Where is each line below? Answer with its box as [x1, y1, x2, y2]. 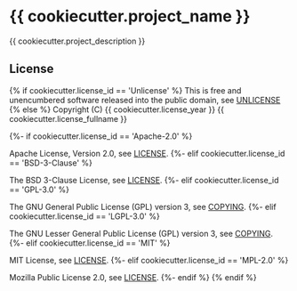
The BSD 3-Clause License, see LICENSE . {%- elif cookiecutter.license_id [9, 174, 279, 185]
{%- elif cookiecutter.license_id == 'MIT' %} [9, 238, 171, 248]
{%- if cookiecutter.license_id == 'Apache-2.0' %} [9, 131, 193, 141]
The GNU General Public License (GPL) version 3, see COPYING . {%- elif [9, 201, 277, 212]
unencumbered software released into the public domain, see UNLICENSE [9, 94, 281, 105]
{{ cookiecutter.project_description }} [9, 36, 146, 46]
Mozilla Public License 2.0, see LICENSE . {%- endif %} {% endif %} [9, 271, 257, 282]
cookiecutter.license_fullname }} [9, 113, 127, 124]
